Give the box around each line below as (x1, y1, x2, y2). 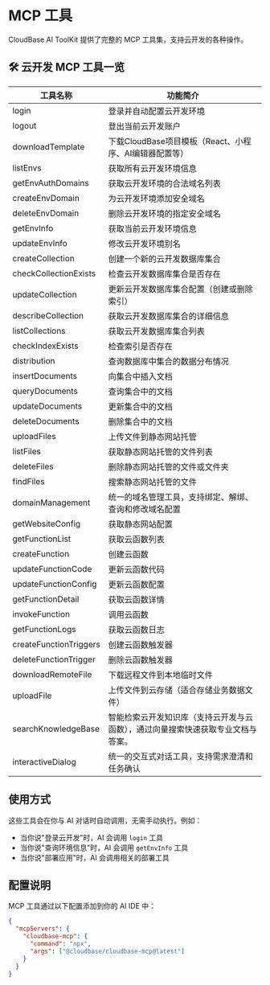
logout (12, 120, 37, 131)
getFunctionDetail (12, 593, 80, 605)
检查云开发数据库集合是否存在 (108, 268, 221, 279)
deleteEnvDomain (12, 207, 80, 219)
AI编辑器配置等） (124, 147, 189, 158)
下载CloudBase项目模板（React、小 (108, 135, 243, 146)
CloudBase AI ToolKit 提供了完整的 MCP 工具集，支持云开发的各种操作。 (8, 35, 248, 44)
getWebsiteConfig (12, 518, 81, 529)
